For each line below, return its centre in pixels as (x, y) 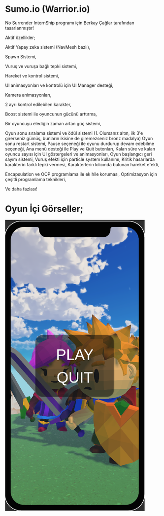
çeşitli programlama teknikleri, (36, 179)
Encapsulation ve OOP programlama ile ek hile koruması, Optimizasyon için (81, 174)
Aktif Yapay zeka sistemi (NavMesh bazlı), (48, 47)
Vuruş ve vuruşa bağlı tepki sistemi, (41, 66)
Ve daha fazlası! (21, 189)
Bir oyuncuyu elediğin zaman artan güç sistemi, (53, 123)
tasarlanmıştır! (20, 28)
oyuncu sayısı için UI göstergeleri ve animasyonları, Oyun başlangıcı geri (79, 154)
